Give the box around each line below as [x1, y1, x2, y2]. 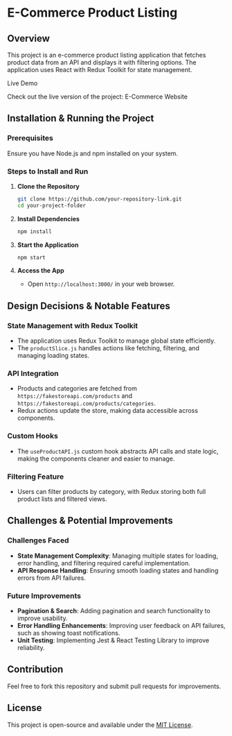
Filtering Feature [7, 472, 64, 481]
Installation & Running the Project [7, 112, 154, 124]
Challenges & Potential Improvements [7, 515, 173, 527]
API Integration [7, 369, 59, 379]
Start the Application [17, 241, 79, 249]
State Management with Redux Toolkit [7, 320, 139, 330]
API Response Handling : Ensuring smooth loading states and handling [17, 566, 219, 574]
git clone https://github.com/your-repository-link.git [17, 196, 182, 203]
